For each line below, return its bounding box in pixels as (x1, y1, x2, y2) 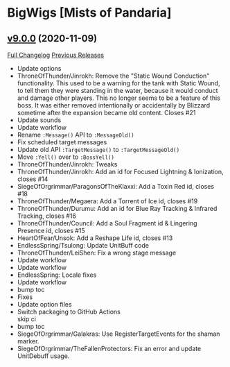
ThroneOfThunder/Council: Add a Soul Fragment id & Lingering (17, 219, 197, 227)
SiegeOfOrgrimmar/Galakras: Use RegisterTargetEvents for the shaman (17, 330, 220, 338)
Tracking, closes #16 (17, 212, 76, 220)
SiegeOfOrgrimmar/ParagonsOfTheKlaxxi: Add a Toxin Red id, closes (17, 182, 215, 190)
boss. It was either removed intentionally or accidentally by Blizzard (17, 101, 210, 109)
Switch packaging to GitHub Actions (17, 307, 121, 316)
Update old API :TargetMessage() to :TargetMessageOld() (17, 146, 180, 153)
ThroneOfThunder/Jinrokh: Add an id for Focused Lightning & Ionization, (17, 168, 224, 176)
